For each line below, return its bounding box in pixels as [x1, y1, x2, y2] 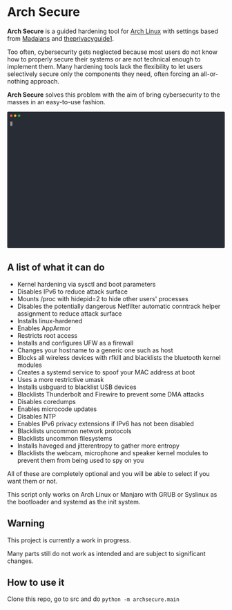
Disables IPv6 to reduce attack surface [17, 287, 128, 296]
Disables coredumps [17, 397, 76, 406]
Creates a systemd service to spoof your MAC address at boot [17, 368, 195, 377]
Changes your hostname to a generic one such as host [17, 346, 174, 354]
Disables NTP [17, 412, 57, 420]
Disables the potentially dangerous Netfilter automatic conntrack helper [17, 302, 221, 310]
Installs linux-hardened [17, 316, 83, 325]
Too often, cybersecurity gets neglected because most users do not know [7, 48, 217, 56]
